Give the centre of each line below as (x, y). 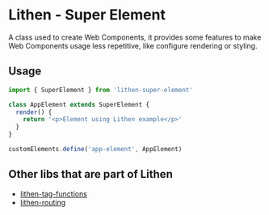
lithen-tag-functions (53, 194)
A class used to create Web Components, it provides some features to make (135, 37)
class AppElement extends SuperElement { (79, 104)
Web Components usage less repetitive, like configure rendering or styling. (133, 45)
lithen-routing (43, 202)
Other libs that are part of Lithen (91, 174)
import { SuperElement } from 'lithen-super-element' (101, 90)
